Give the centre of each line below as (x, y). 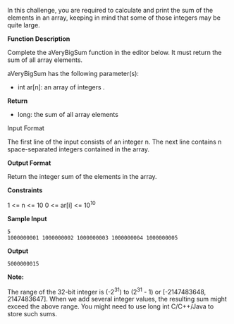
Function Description (39, 39)
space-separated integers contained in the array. (79, 149)
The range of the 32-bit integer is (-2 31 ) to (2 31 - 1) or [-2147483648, (107, 291)
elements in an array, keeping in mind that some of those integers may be (114, 18)
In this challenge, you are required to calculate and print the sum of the (110, 10)
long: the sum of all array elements (68, 114)
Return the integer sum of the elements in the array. (82, 176)
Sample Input (27, 218)
